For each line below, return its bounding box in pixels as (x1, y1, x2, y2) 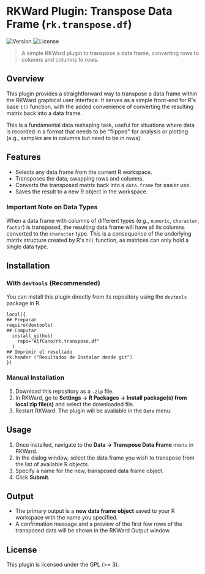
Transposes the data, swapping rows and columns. (15, 174, 144, 182)
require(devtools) (6, 322, 53, 328)
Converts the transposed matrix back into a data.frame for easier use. (15, 181, 192, 188)
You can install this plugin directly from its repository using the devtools (6, 293, 187, 300)
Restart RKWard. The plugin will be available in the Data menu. (15, 407, 172, 414)
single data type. (6, 243, 49, 250)
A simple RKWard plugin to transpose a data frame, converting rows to (21, 49, 199, 56)
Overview (6, 73, 45, 84)
